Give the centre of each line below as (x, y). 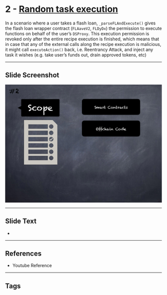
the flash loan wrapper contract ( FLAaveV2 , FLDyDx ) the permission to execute (83, 28)
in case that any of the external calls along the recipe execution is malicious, (83, 44)
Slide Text (21, 221)
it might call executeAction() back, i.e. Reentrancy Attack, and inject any (79, 49)
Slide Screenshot (32, 75)
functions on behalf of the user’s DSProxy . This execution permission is (77, 33)
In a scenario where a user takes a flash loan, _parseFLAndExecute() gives (80, 23)
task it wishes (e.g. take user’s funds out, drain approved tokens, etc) (76, 55)
